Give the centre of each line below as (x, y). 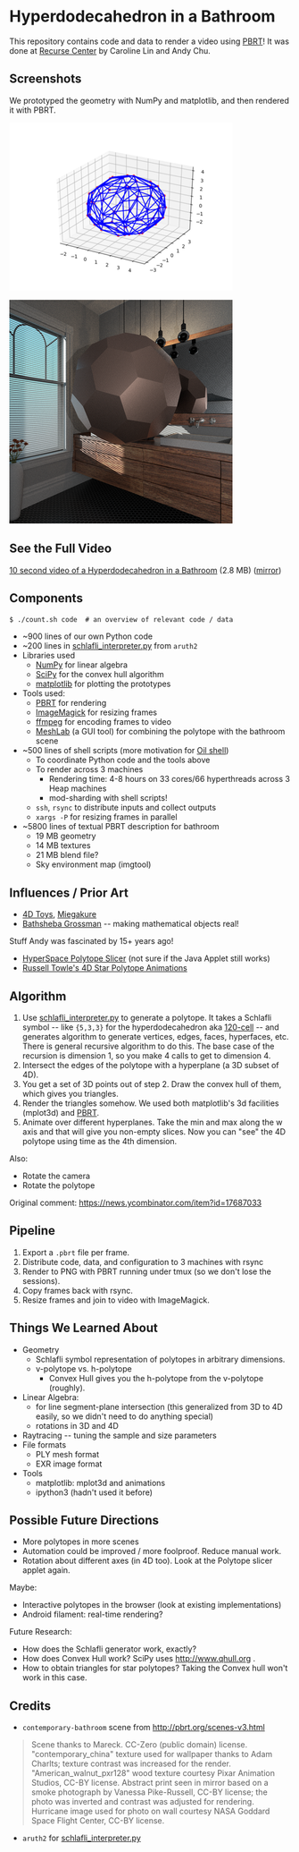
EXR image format (69, 1464)
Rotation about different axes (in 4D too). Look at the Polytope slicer (147, 1561)
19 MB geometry (66, 836)
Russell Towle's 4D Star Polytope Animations (104, 968)
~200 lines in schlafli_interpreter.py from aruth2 (110, 646)
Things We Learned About (83, 1328)
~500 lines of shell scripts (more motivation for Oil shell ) (125, 751)
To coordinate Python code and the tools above (123, 760)
